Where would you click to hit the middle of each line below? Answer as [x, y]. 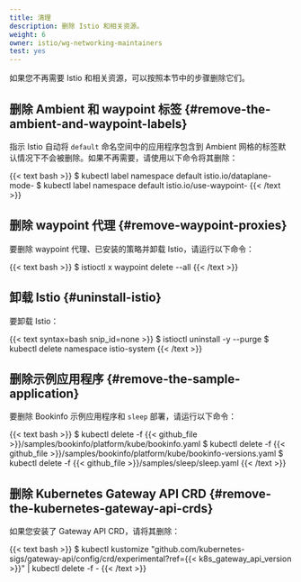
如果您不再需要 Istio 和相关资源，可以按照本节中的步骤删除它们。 [129, 78]
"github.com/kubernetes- [198, 550]
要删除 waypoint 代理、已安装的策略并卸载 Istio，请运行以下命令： [132, 249]
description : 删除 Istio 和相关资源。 [76, 26]
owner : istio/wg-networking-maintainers [86, 43]
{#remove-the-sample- [173, 379]
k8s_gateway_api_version [245, 559]
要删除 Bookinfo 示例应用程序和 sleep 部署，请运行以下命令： [123, 416]
